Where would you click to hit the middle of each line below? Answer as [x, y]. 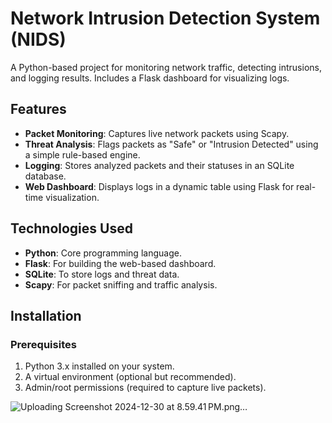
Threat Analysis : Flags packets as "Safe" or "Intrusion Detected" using [171, 144]
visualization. [72, 197]
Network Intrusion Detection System [165, 18]
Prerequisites [43, 344]
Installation [46, 315]
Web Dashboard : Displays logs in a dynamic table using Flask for [159, 186]
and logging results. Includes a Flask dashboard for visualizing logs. [150, 78]
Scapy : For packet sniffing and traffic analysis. [121, 284]
